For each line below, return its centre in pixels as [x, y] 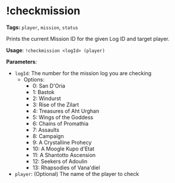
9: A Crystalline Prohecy [62, 142]
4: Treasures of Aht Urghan [66, 111]
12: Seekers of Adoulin [60, 161]
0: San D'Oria [49, 86]
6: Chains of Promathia [61, 123]
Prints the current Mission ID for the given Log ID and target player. [88, 38]
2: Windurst [47, 98]
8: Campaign [48, 136]
